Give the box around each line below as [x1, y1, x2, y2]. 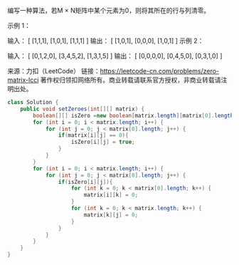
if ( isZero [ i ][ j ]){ [58, 178, 113, 185]
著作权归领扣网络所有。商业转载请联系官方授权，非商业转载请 [40, 76, 221, 84]
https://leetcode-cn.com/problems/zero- [100, 67, 219, 75]
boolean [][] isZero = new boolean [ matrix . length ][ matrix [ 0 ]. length [33, 112, 234, 119]
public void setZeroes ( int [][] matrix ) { [20, 105, 144, 113]
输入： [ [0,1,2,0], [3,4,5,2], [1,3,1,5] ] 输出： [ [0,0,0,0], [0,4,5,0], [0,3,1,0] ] [7, 52, 223, 60]
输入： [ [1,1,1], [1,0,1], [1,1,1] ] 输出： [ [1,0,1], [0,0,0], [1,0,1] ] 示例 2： [7, 36, 204, 45]
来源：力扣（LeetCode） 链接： [7, 67, 101, 75]
